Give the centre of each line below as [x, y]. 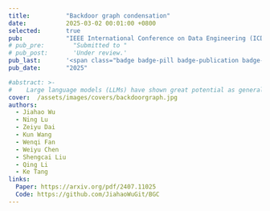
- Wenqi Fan [36, 142]
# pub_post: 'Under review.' [68, 53]
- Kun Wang [34, 135]
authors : [23, 105]
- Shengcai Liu [41, 157]
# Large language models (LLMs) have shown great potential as [122, 90]
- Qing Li [32, 164]
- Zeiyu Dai [36, 128]
